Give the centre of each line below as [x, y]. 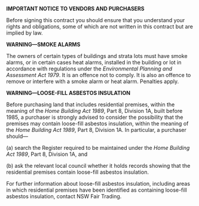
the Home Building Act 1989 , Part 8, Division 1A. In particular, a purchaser [97, 130]
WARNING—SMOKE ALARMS [43, 44]
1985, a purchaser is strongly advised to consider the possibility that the [95, 117]
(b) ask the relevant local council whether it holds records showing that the [98, 166]
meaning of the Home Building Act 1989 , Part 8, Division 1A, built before [94, 111]
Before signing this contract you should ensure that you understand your [96, 20]
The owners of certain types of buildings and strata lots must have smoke [97, 56]
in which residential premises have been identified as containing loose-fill [97, 190]
